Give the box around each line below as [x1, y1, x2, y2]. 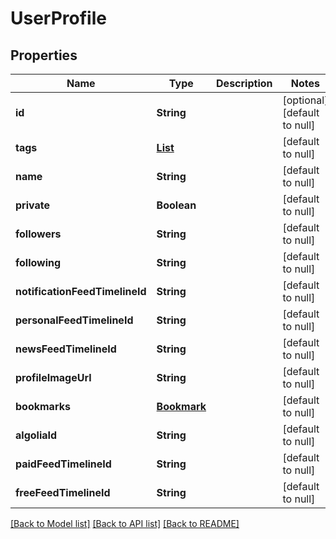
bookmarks [15, 400, 71, 413]
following [15, 256, 62, 269]
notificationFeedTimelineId [15, 285, 147, 298]
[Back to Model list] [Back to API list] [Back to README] [10, 518, 240, 529]
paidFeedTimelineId [15, 457, 112, 471]
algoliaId [15, 428, 58, 442]
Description [216, 77, 273, 90]
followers [15, 227, 62, 241]
